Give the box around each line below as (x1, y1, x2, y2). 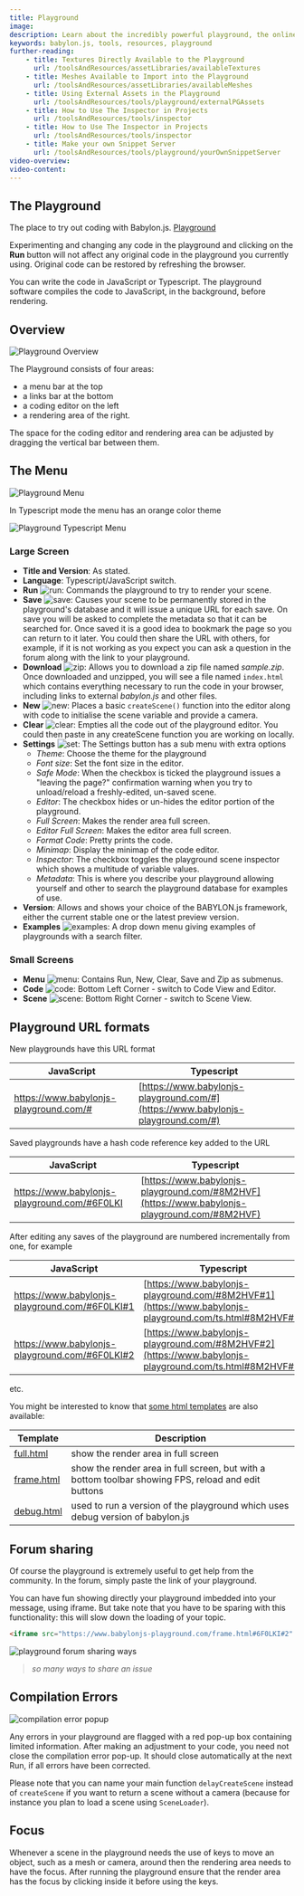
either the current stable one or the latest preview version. (22, 911, 240, 923)
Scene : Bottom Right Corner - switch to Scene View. (22, 993, 252, 1005)
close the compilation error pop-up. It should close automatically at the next (9, 1750, 292, 1761)
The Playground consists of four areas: (9, 364, 155, 374)
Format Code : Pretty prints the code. (35, 834, 174, 846)
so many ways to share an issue (31, 1663, 153, 1674)
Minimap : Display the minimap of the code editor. (35, 844, 220, 855)
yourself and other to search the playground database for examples (35, 883, 288, 894)
